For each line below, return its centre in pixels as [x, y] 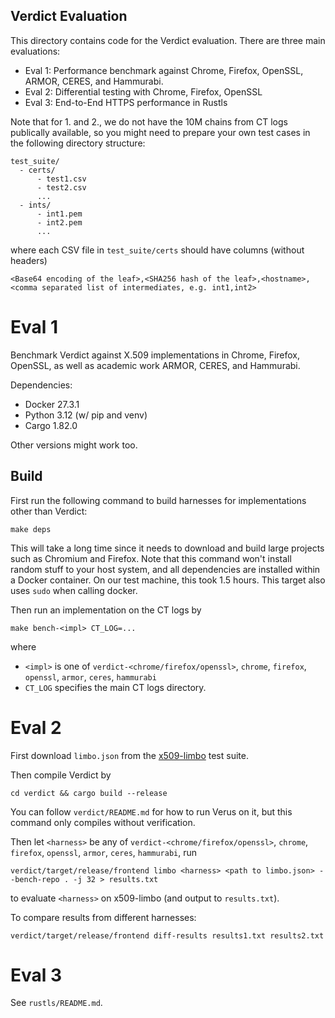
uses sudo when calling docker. [74, 590]
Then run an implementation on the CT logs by [106, 610]
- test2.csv [61, 187]
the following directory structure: [78, 143]
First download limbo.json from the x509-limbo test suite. [129, 755]
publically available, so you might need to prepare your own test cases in [160, 132]
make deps [31, 529]
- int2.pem [59, 222]
